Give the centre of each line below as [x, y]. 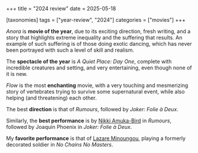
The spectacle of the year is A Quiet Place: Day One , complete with [89, 61]
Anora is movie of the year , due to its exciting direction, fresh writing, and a [98, 31]
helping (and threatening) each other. [51, 98]
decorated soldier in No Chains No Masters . [60, 144]
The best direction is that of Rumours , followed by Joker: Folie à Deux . [92, 109]
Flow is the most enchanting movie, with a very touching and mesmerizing [97, 85]
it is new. [17, 74]
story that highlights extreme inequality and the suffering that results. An [94, 37]
